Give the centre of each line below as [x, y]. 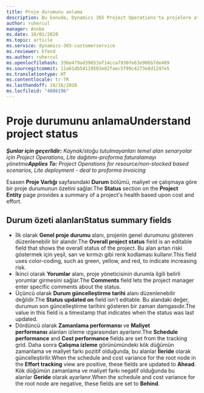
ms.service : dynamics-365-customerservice [61, 46]
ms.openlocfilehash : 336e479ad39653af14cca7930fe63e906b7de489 [88, 63]
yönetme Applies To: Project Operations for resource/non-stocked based [97, 163]
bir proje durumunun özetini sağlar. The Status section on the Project [92, 188]
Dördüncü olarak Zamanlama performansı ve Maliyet [83, 325]
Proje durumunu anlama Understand [99, 121]
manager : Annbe [25, 29]
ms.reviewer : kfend [31, 52]
